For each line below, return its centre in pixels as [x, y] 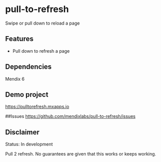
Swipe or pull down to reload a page [43, 23]
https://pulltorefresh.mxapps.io [37, 107]
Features [19, 39]
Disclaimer [22, 132]
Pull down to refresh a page [41, 51]
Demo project [27, 95]
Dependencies [28, 67]
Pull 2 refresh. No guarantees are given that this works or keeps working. [81, 154]
